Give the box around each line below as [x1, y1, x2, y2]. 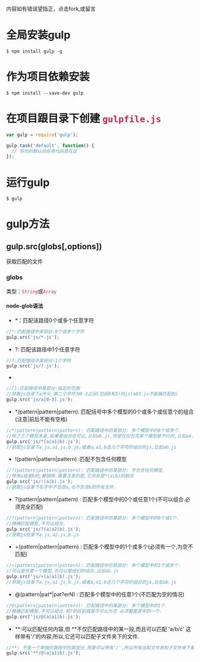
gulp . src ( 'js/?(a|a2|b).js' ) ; [6, 526, 82, 532]
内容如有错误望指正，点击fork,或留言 [6, 5, 96, 12]
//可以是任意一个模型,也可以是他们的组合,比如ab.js [6, 568, 119, 574]
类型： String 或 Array [6, 287, 57, 295]
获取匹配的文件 [6, 258, 43, 265]
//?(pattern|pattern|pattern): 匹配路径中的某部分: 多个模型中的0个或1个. [6, 515, 180, 521]
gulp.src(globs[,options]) [6, 241, 102, 252]
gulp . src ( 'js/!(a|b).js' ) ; [6, 479, 73, 485]
